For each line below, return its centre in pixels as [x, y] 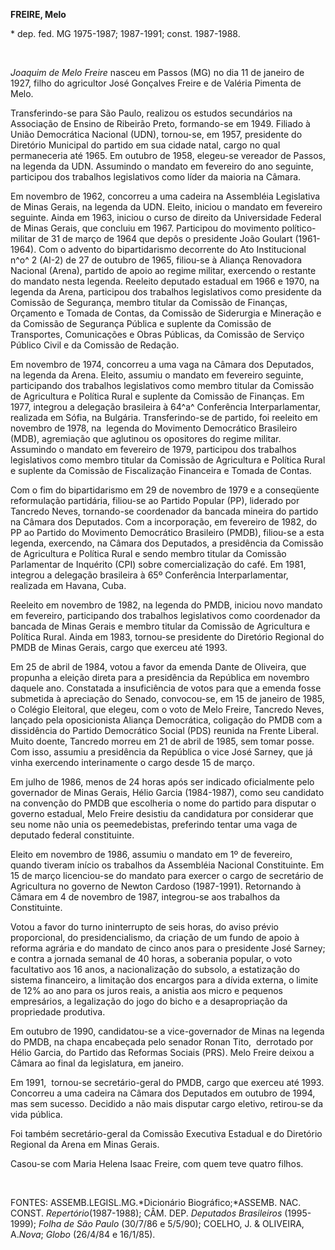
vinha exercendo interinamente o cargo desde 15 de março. [133, 762]
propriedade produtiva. [58, 1012]
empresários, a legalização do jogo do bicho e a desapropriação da [149, 1001]
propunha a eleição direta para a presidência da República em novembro [160, 677]
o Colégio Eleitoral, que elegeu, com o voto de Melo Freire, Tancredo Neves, [167, 709]
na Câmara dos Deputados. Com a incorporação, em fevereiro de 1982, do [164, 522]
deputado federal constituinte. [72, 835]
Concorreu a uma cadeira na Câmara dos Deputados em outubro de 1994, [163, 1093]
